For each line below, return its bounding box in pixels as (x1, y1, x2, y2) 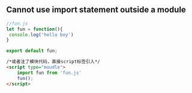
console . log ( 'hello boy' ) (8, 32, 74, 38)
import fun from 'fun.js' (17, 70, 82, 76)
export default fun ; (6, 48, 58, 54)
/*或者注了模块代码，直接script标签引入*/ (6, 59, 100, 65)
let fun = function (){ (6, 26, 63, 32)
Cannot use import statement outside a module (6, 5, 186, 15)
